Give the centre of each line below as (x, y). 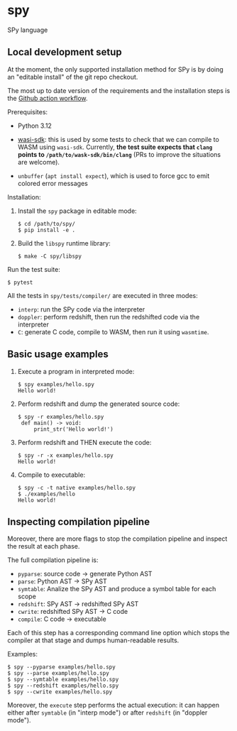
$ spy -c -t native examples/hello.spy (77, 488)
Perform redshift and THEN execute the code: (84, 442)
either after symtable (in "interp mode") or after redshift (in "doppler (108, 713)
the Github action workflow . (48, 98)
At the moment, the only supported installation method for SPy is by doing (115, 69)
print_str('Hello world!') (73, 429)
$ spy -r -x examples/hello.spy (65, 455)
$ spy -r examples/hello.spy (61, 417)
